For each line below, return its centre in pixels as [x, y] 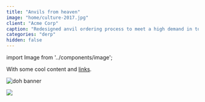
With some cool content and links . [49, 69]
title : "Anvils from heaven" [43, 12]
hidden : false [24, 40]
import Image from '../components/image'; [59, 57]
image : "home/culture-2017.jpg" [47, 18]
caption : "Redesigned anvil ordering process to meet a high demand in [99, 29]
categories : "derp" [31, 35]
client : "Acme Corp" [33, 23]
